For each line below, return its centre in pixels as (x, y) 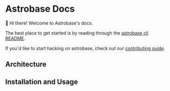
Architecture (26, 64)
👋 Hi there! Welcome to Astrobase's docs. (49, 23)
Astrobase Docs (40, 9)
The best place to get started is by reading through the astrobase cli (77, 33)
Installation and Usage (42, 82)
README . (15, 38)
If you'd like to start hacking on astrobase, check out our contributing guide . (85, 48)
